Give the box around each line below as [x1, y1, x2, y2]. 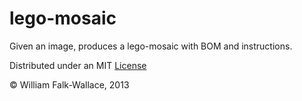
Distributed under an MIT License [9, 59, 147, 71]
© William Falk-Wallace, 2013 [9, 78, 130, 91]
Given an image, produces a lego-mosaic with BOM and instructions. [9, 40, 293, 52]
